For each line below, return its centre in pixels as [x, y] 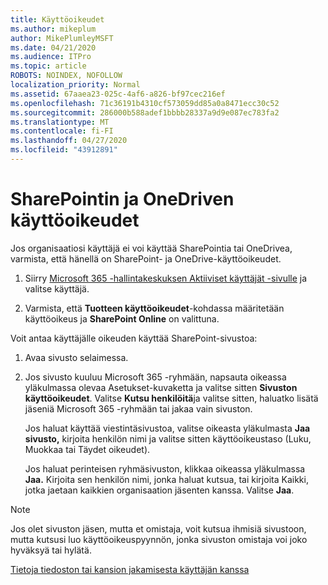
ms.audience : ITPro [51, 57]
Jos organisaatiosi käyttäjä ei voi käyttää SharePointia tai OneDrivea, [151, 248]
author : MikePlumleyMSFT [62, 38]
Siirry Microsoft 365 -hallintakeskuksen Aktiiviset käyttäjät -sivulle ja [166, 278]
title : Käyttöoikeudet [57, 19]
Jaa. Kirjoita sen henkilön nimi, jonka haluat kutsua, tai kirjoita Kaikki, [166, 479]
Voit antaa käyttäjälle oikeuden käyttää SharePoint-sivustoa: [134, 338]
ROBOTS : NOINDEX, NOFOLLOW [66, 76]
